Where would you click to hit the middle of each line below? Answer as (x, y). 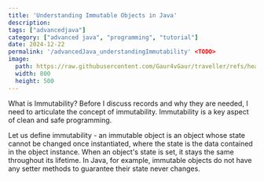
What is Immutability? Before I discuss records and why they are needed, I (128, 103)
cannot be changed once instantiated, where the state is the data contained (130, 143)
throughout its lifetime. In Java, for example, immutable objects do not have (130, 160)
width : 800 (33, 74)
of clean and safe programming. (60, 120)
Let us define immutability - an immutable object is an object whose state (127, 135)
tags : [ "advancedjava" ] (47, 30)
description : (29, 23)
